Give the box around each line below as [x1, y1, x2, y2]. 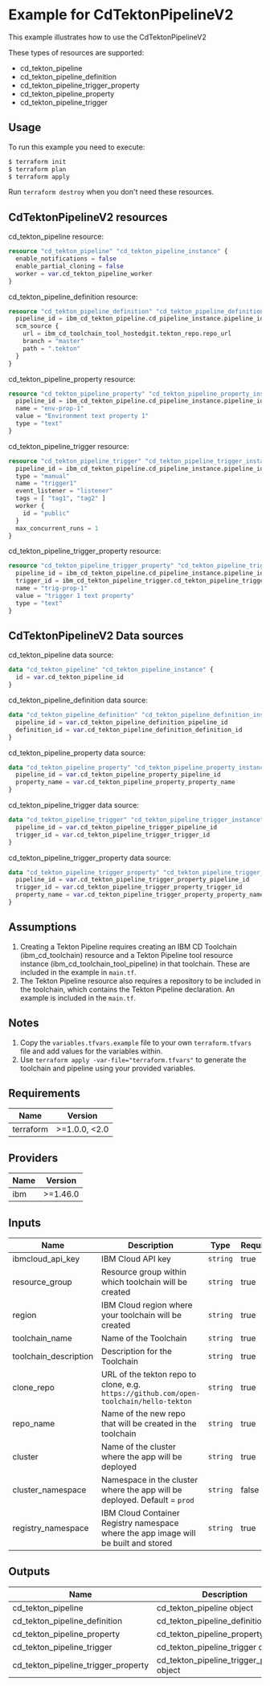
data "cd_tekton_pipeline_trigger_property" [8, 868, 160, 877]
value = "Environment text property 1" [15, 412, 149, 420]
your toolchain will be [101, 1309, 182, 1320]
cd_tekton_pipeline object [156, 1602, 254, 1613]
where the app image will [101, 1527, 196, 1538]
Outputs [8, 1565, 51, 1578]
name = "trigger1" [15, 480, 78, 488]
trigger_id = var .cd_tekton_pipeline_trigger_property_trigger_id [15, 883, 243, 891]
